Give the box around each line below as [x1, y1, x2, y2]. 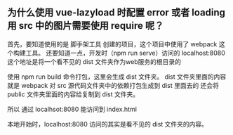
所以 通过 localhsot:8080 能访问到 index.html [7, 105, 137, 113]
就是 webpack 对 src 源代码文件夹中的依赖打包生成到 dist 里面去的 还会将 [7, 81, 220, 89]
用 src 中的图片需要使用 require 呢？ [7, 20, 164, 32]
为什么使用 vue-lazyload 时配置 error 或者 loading [7, 6, 226, 19]
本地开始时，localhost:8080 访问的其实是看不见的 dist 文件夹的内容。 [7, 120, 208, 128]
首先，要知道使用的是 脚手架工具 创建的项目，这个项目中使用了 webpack [7, 39, 218, 48]
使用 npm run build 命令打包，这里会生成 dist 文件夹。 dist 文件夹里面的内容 [7, 72, 227, 81]
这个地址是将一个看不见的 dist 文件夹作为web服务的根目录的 [7, 57, 181, 65]
